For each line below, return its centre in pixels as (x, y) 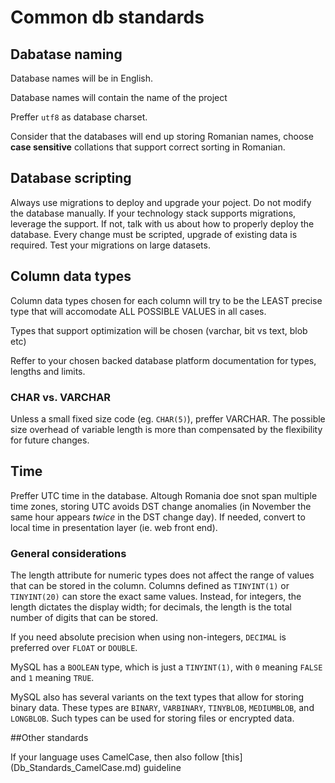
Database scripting (71, 178)
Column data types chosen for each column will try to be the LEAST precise (166, 300)
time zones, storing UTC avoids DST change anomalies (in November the (161, 506)
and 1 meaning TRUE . (52, 678)
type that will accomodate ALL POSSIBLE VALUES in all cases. (138, 311)
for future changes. (50, 440)
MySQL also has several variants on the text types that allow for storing (157, 697)
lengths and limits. (48, 371)
